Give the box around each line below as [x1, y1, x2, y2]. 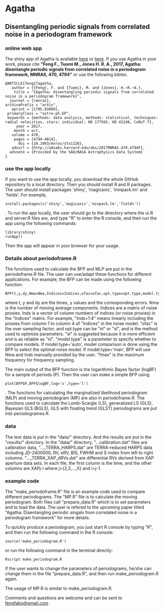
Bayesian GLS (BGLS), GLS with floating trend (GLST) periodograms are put [5, 405, 157, 412]
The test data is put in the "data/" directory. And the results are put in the [5, 434, 152, 440]
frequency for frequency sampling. [5, 357, 75, 363]
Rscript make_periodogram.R [5, 557, 62, 562]
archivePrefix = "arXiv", [5, 102, 58, 107]
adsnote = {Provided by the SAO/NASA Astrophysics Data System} [9, 149, 143, 154]
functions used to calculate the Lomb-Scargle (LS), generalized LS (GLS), [5, 400, 153, 406]
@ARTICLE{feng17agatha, [5, 81, 54, 86]
